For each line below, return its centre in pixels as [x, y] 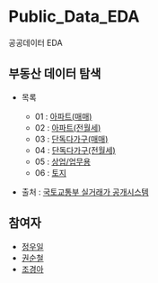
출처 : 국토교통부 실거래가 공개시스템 [85, 192]
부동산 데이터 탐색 [55, 74]
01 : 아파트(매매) [63, 116]
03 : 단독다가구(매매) [71, 139]
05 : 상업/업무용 [63, 161]
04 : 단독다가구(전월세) [75, 150]
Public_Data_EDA [74, 17]
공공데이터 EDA [36, 42]
